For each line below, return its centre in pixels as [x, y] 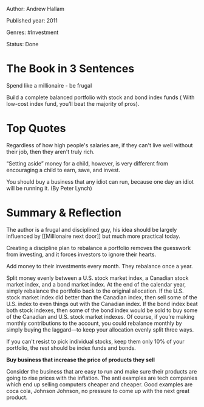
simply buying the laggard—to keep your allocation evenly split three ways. [100, 329]
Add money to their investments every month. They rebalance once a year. [100, 266]
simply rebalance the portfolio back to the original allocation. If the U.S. [95, 291]
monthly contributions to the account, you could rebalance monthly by [94, 323]
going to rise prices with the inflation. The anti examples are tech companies [102, 378]
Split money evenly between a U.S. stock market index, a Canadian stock [97, 278]
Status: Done [22, 44]
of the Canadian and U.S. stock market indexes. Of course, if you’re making [100, 316]
